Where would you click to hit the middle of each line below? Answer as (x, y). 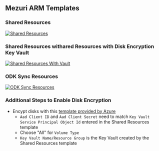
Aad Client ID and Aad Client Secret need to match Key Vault (85, 116)
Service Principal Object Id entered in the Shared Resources (84, 121)
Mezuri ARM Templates (42, 8)
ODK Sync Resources (32, 76)
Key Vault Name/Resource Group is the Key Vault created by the (84, 137)
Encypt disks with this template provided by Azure (64, 111)
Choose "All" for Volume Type (49, 132)
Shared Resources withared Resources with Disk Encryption (80, 46)
